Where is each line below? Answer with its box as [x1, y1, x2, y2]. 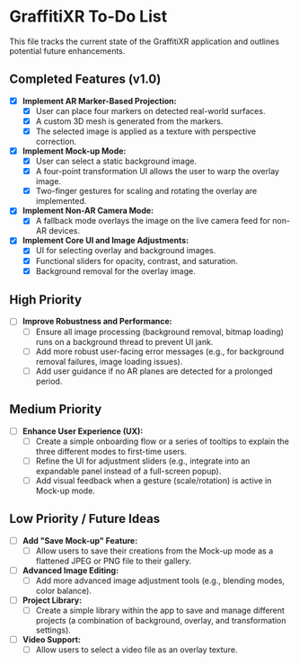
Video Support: [22, 633, 81, 644]
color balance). [35, 585, 92, 596]
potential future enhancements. [9, 45, 126, 56]
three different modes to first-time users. [35, 446, 187, 456]
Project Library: [22, 595, 83, 606]
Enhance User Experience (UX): [22, 425, 144, 437]
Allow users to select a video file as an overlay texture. [35, 644, 238, 655]
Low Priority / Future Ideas [9, 511, 161, 527]
